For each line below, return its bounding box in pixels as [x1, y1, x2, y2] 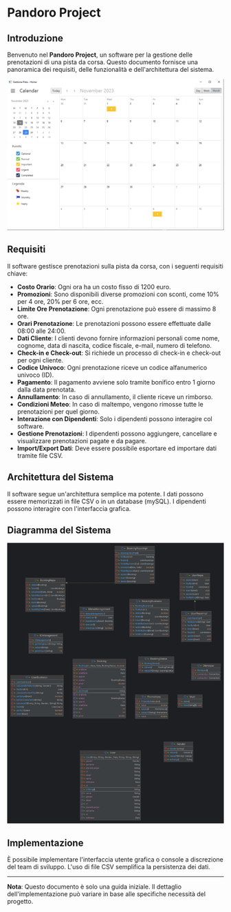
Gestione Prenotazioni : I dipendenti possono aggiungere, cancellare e [16, 429, 218, 438]
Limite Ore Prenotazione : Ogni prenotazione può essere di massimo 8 [16, 304, 217, 313]
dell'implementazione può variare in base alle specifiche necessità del [7, 890, 206, 898]
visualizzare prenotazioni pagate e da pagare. [16, 436, 147, 445]
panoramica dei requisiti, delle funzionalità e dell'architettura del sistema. [7, 66, 214, 73]
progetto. [7, 898, 34, 906]
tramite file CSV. [16, 451, 63, 460]
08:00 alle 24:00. [16, 327, 67, 335]
